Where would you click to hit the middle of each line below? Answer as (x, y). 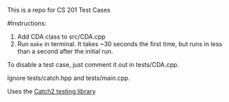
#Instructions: (27, 23)
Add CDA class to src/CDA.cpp (61, 37)
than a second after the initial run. (65, 51)
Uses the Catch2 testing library (52, 91)
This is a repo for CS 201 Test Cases (59, 10)
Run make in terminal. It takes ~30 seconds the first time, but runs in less (120, 44)
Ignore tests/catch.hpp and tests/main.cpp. (68, 78)
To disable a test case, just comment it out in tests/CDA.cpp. (93, 64)
